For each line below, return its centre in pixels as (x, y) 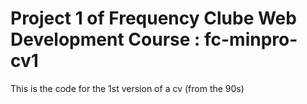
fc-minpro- (251, 39)
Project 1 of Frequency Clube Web (153, 18)
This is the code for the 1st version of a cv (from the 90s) (127, 88)
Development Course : (105, 39)
